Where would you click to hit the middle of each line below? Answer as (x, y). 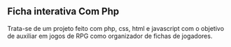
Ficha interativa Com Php (63, 12)
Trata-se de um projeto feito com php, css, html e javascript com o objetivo (116, 28)
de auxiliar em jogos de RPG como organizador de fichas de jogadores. (110, 36)
